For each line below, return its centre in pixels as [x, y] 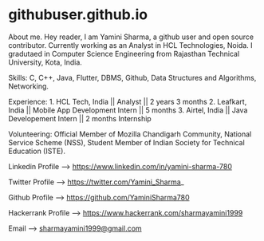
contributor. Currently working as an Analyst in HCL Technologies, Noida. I [130, 45]
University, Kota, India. [45, 62]
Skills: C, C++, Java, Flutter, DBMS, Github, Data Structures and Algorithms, [132, 77]
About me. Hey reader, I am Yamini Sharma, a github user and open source [131, 37]
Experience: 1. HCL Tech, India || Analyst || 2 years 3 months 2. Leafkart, [128, 101]
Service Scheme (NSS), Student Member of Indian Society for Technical [126, 142]
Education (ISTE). [37, 151]
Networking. [29, 86]
